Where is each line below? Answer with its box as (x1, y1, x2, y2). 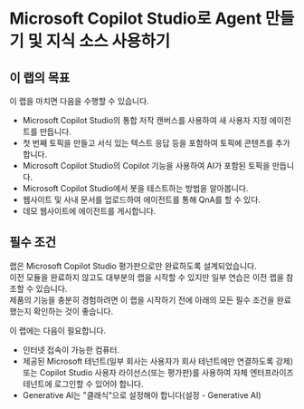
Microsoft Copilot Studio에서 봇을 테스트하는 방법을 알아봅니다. (22, 183, 249, 193)
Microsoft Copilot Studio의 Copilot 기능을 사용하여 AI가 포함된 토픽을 (22, 161, 271, 170)
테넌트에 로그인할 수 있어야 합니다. (22, 378, 144, 389)
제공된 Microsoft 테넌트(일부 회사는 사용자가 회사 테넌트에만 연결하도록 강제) (22, 355, 294, 366)
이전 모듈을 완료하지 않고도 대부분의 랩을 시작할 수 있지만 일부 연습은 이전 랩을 (9, 271, 285, 282)
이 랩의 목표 (9, 70, 71, 85)
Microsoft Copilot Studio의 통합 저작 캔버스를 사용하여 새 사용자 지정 (22, 115, 268, 125)
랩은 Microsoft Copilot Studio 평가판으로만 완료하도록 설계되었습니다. (9, 260, 257, 271)
